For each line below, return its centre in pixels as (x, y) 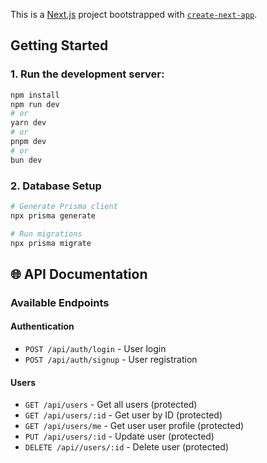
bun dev (26, 160)
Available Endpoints (60, 302)
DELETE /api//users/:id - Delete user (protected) (127, 447)
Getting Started (59, 45)
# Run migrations (46, 234)
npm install (35, 95)
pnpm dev (28, 142)
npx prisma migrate (51, 243)
